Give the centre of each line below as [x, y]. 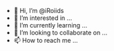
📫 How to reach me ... [46, 40]
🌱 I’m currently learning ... [50, 25]
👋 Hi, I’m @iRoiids [39, 11]
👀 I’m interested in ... [43, 18]
